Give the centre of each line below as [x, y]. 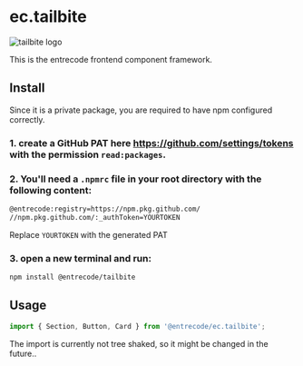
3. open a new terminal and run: [81, 258]
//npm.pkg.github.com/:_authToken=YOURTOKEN [95, 217]
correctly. [27, 119]
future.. [23, 353]
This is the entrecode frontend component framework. [111, 59]
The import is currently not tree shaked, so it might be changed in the [139, 343]
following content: [51, 190]
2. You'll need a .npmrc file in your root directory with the [136, 179]
